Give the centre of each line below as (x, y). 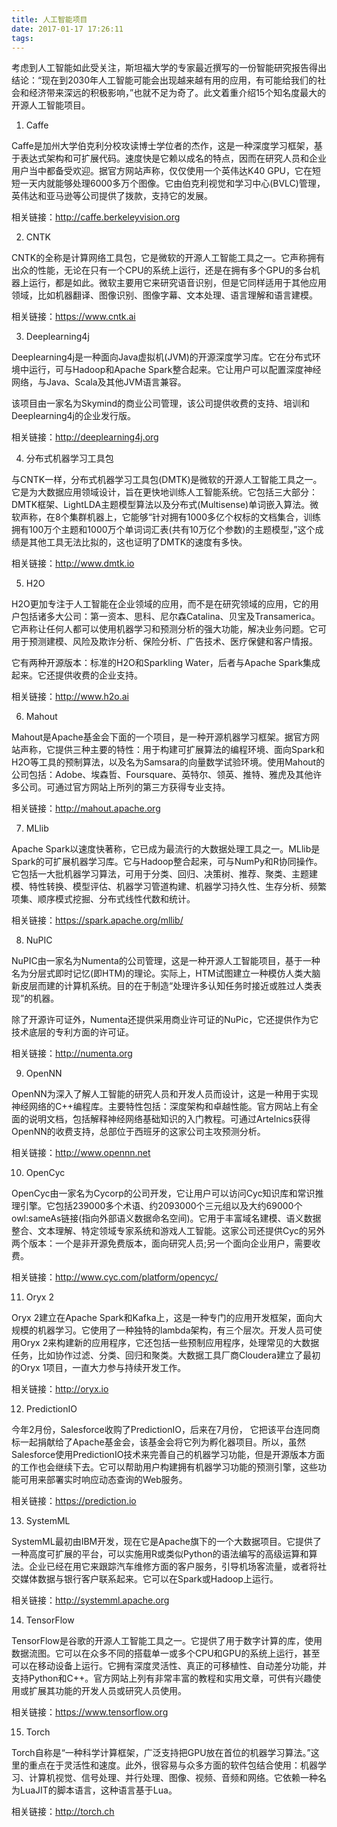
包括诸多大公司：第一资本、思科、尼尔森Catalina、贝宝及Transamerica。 (170, 617)
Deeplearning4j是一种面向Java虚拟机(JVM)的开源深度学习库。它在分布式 (162, 357)
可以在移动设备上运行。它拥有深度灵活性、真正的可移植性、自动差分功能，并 (169, 1666)
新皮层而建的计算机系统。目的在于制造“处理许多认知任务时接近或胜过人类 (162, 986)
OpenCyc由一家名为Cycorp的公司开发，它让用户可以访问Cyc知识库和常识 (163, 1193)
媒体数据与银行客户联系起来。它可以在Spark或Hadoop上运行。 (149, 1579)
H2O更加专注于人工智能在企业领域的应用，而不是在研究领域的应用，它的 (161, 604)
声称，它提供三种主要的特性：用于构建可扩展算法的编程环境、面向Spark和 (172, 750)
